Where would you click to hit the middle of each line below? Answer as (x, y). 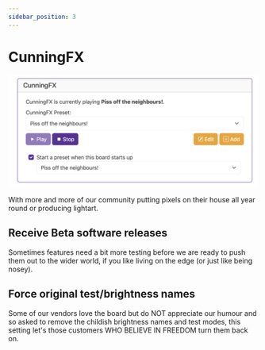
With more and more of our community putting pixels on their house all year (132, 199)
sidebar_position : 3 (42, 17)
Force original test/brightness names (102, 294)
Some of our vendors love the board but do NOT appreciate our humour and (132, 313)
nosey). (21, 269)
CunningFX (46, 57)
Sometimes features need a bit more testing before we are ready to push (127, 252)
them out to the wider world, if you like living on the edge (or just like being (131, 260)
